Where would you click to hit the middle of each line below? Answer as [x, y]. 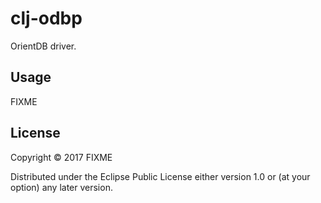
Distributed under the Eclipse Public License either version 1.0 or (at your [160, 176]
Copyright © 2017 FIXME [61, 157]
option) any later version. [61, 187]
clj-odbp [46, 18]
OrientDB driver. [43, 46]
